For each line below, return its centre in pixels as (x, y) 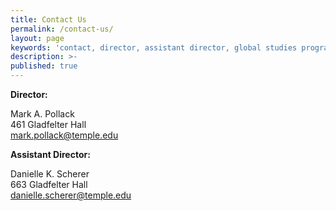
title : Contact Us (48, 19)
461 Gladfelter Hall (48, 124)
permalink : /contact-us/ (62, 29)
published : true (44, 66)
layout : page (37, 38)
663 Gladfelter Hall (49, 184)
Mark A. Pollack (42, 114)
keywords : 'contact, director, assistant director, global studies (154, 47)
